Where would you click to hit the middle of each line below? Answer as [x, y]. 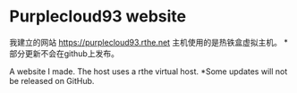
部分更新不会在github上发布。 [64, 53]
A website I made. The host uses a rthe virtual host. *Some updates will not [148, 71]
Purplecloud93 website [98, 17]
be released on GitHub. [52, 80]
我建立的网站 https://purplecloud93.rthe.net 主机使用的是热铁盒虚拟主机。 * [149, 42]
